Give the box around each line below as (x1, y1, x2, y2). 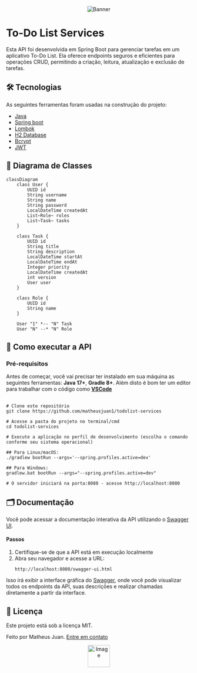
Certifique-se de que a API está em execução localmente (14, 549, 153, 556)
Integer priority (27, 264, 69, 270)
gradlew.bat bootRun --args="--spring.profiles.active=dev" (6, 470, 157, 476)
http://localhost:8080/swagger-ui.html (14, 566, 113, 572)
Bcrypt (14, 137, 31, 144)
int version (27, 274, 57, 281)
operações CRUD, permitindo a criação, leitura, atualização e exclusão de (6, 58, 185, 65)
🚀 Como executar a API (6, 342, 92, 352)
